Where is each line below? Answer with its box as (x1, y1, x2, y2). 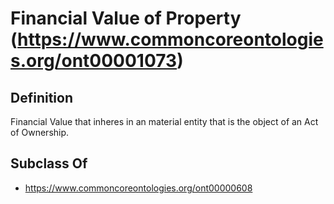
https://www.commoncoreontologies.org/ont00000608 (24, 182, 253, 194)
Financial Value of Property (10, 7, 242, 30)
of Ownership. (10, 127, 70, 138)
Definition (10, 89, 73, 106)
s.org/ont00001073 (10, 50, 178, 72)
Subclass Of (10, 155, 88, 172)
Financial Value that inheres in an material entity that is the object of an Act (10, 116, 319, 127)
